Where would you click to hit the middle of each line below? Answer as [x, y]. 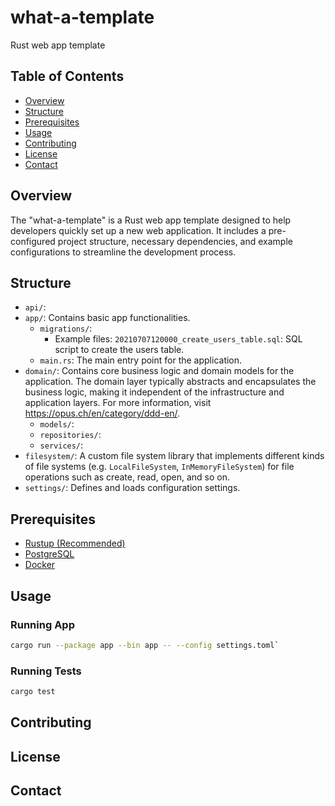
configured [33, 241]
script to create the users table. [119, 350]
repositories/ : [70, 435]
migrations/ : [66, 328]
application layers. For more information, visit [118, 403]
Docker [40, 565]
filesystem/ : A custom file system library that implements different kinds [174, 456]
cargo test [33, 692]
